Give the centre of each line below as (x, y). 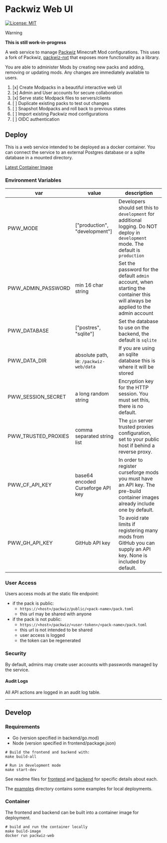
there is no (131, 407)
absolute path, (92, 355)
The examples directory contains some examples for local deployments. (79, 789)
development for (137, 214)
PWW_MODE (23, 228)
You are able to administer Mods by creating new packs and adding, (75, 67)
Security (16, 654)
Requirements (23, 727)
